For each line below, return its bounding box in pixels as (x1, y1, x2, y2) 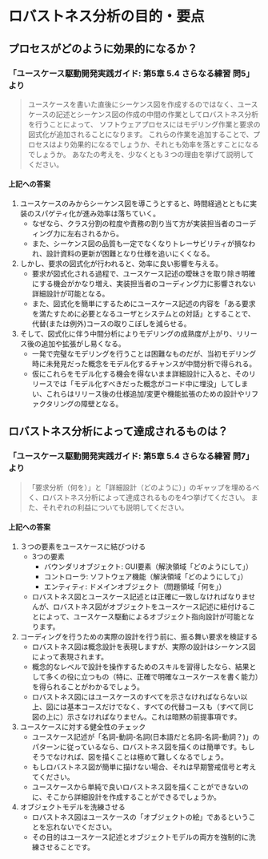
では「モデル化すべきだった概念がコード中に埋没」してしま (52, 379, 249, 389)
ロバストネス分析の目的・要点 (8, 7, 206, 26)
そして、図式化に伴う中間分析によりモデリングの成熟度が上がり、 (19, 329, 237, 339)
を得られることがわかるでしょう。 (31, 682, 144, 692)
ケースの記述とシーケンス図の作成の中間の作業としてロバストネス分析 (27, 109, 258, 119)
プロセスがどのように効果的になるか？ (8, 42, 198, 55)
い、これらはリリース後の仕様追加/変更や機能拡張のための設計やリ (31, 389, 252, 399)
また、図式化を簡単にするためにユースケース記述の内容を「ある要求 (31, 299, 256, 309)
